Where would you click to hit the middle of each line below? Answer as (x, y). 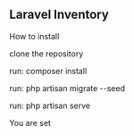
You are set (30, 122)
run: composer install (48, 71)
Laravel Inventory (59, 15)
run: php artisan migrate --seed (67, 88)
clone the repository (46, 54)
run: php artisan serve (50, 105)
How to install (34, 36)
